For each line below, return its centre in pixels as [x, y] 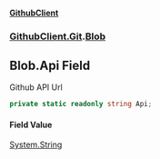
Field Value [31, 124]
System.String [36, 144]
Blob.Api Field [50, 65]
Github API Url [36, 87]
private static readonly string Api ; [81, 104]
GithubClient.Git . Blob [58, 36]
